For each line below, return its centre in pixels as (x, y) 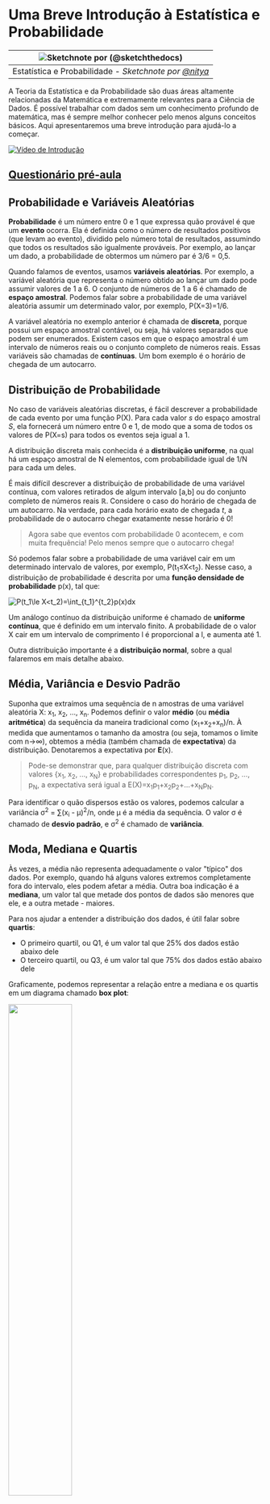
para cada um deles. (42, 467)
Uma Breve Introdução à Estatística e (134, 15)
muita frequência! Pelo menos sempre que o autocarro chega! (131, 543)
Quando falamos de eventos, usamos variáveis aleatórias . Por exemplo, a (131, 272)
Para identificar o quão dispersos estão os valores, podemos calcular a (126, 802)
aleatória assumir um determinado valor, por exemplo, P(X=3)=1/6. (118, 306)
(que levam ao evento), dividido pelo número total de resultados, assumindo (135, 239)
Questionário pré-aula (65, 175)
